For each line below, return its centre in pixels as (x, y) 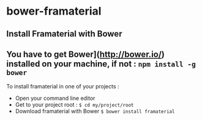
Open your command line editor (55, 98)
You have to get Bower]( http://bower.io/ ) (86, 54)
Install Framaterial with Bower (64, 34)
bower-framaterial (54, 11)
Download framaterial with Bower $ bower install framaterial (95, 111)
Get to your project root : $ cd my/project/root (74, 105)
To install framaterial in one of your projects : (63, 86)
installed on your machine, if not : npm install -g (101, 64)
